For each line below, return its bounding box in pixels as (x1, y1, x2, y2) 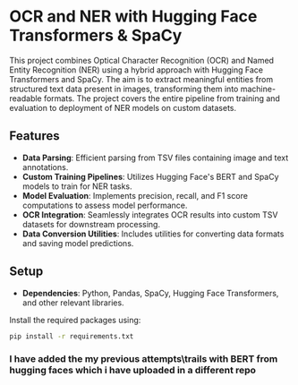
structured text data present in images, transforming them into (9, 83, 239, 94)
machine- (240, 83, 276, 94)
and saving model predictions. (21, 237, 134, 248)
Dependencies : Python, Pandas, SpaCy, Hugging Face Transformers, (21, 287, 279, 298)
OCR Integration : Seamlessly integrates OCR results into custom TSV (21, 209, 278, 220)
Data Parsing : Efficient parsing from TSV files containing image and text (21, 152, 289, 163)
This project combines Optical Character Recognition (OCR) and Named (9, 55, 275, 65)
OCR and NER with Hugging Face (9, 6, 258, 27)
